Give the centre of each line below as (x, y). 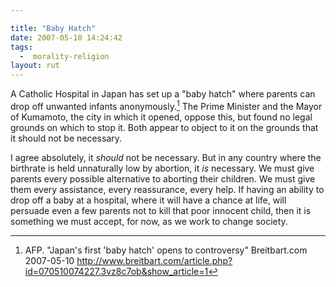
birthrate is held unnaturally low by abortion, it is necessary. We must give (162, 168)
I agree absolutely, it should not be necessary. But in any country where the (166, 157)
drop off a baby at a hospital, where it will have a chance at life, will (148, 200)
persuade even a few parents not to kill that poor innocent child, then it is (161, 210)
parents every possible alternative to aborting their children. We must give (163, 178)
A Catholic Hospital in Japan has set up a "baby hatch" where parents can (163, 94)
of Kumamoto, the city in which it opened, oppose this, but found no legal (161, 117)
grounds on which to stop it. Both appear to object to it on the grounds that (164, 127)
